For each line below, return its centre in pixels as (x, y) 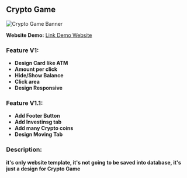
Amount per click (36, 69)
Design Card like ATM (41, 63)
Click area (27, 82)
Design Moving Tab (39, 135)
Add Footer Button (37, 116)
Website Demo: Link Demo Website (49, 35)
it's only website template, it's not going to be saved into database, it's (93, 162)
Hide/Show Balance (39, 76)
